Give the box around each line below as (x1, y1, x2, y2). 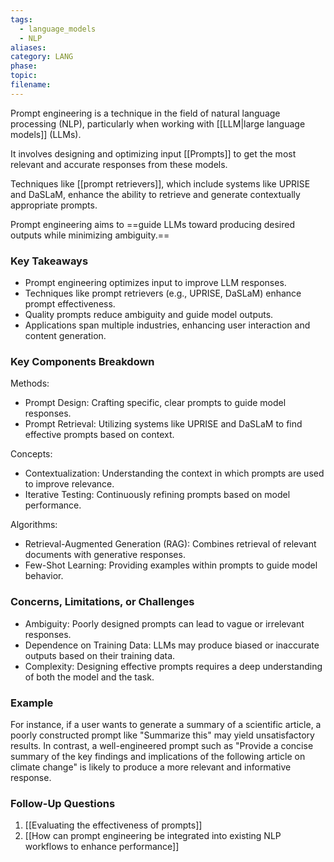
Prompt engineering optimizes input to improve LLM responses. (24, 277, 287, 289)
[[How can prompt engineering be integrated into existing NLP (24, 830, 282, 842)
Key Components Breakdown (10, 354, 155, 368)
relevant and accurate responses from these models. (10, 158, 228, 170)
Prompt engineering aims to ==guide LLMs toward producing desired (10, 218, 295, 230)
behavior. (24, 570, 64, 582)
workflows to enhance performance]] (24, 841, 180, 853)
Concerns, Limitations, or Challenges (10, 595, 195, 609)
